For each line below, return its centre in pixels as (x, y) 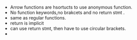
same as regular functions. (38, 18)
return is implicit (27, 23)
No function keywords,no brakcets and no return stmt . (67, 12)
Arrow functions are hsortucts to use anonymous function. (71, 7)
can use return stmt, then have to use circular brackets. (68, 28)
